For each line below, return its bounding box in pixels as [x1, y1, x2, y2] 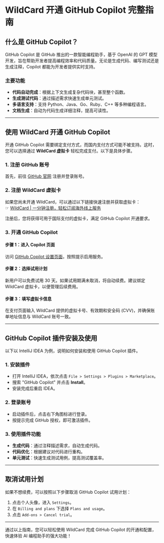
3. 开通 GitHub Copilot [5, 228, 58, 235]
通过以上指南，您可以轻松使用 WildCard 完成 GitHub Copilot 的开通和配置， [5, 526, 157, 532]
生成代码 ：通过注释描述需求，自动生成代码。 [12, 442, 102, 448]
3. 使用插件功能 [5, 430, 41, 437]
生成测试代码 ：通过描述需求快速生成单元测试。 [12, 95, 106, 101]
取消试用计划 [5, 475, 44, 483]
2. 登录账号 [5, 399, 31, 406]
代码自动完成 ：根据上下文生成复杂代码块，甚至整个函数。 [12, 89, 128, 95]
